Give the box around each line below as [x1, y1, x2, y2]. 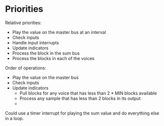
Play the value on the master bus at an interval [12, 29, 107, 35]
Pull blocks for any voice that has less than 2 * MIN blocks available [19, 90, 157, 96]
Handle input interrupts [12, 39, 59, 45]
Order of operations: [5, 65, 47, 71]
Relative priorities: [5, 20, 42, 26]
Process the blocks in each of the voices [12, 55, 95, 61]
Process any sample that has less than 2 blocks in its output [19, 95, 141, 101]
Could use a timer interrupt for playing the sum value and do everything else [5, 110, 160, 116]
